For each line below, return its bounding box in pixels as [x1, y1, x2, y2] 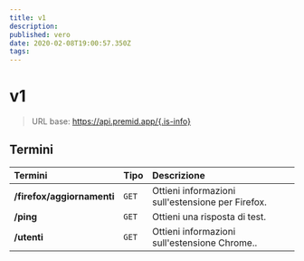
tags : [9, 47, 30, 56]
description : [9, 22, 59, 31]
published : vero [9, 30, 71, 39]
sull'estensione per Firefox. [152, 196, 267, 208]
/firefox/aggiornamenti [14, 189, 115, 202]
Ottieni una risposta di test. [152, 210, 267, 223]
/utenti [14, 230, 43, 243]
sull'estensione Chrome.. [152, 237, 258, 249]
